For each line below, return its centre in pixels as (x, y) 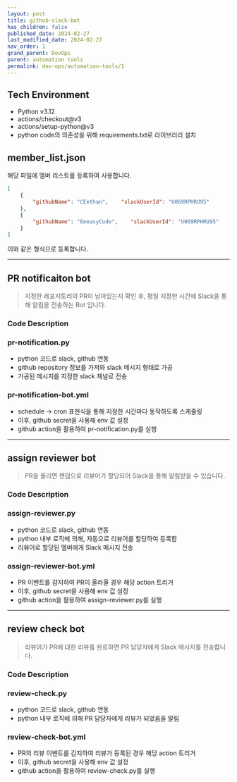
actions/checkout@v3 (49, 119)
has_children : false (38, 27)
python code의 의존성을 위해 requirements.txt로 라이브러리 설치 (107, 135)
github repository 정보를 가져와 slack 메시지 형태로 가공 (95, 368)
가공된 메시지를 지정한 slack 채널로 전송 (72, 376)
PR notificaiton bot (49, 278)
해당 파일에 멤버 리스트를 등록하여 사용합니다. (69, 175)
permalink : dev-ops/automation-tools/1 (66, 66)
